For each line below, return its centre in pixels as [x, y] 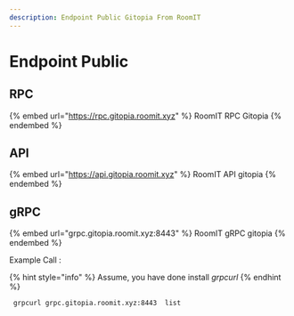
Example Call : [36, 260]
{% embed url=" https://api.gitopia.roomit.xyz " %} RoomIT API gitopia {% [143, 174]
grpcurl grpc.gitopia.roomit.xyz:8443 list [97, 304]
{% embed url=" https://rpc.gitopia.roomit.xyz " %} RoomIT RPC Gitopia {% [146, 116]
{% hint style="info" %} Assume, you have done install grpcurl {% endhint [145, 278]
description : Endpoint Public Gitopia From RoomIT [105, 17]
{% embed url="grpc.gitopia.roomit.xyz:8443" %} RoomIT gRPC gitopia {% [147, 233]
